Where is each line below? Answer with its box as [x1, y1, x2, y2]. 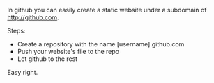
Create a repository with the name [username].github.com [17, 40, 185, 48]
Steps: [7, 27, 26, 35]
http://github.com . [7, 13, 59, 21]
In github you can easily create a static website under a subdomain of [7, 6, 207, 14]
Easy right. [7, 68, 38, 76]
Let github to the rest [17, 55, 78, 63]
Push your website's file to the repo [17, 48, 120, 55]
